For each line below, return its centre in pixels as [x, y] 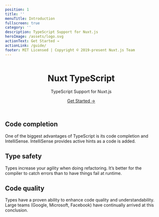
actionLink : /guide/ [26, 46]
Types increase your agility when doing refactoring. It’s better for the [73, 168]
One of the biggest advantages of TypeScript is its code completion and [77, 136]
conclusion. [16, 210]
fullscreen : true [22, 23]
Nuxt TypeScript [81, 78]
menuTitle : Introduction [30, 18]
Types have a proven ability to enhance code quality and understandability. [80, 200]
